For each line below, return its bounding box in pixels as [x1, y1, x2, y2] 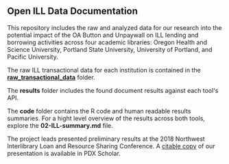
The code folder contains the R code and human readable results [7, 107, 191, 115]
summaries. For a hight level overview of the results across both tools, [7, 114, 206, 122]
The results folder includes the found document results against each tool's [7, 86, 219, 94]
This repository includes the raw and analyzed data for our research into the [7, 23, 222, 31]
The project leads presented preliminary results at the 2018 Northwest [7, 135, 206, 143]
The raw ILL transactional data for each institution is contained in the [7, 66, 201, 74]
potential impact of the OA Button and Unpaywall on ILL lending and [7, 31, 199, 39]
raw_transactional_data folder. [7, 73, 95, 81]
